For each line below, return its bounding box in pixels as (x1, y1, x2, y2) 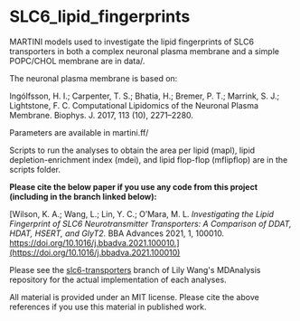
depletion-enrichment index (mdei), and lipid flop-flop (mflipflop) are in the (9, 154, 288, 165)
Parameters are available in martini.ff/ (9, 127, 149, 137)
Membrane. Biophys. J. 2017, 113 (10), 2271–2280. (9, 109, 194, 120)
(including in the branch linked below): (9, 191, 157, 202)
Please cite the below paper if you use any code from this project (9, 181, 258, 192)
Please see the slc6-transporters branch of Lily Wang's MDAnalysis (9, 264, 261, 275)
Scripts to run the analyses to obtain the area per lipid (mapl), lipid (9, 145, 256, 156)
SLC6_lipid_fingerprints (9, 6, 191, 27)
